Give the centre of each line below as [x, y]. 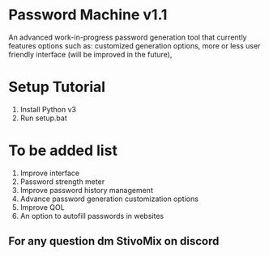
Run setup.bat [43, 118]
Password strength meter [62, 181]
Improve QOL [42, 207]
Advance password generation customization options [109, 199]
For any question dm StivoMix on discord [114, 241]
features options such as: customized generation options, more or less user [134, 45]
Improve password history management [87, 190]
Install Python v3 [48, 109]
